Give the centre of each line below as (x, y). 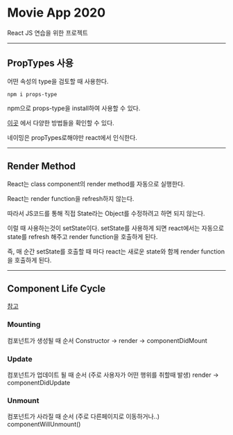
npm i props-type (32, 94)
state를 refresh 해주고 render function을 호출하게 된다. (83, 236)
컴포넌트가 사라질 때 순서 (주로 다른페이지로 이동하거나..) (84, 416)
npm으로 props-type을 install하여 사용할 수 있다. (74, 108)
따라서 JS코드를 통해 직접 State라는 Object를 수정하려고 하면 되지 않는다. (106, 213)
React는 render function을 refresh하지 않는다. (71, 198)
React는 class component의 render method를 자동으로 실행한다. (96, 184)
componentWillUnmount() (44, 425)
